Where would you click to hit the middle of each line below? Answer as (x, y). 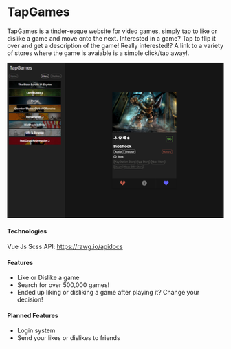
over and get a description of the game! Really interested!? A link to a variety (115, 45)
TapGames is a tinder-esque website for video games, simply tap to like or (112, 31)
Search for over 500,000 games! (63, 285)
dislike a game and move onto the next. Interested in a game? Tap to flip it (112, 38)
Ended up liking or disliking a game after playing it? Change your (108, 293)
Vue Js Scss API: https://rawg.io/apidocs (65, 246)
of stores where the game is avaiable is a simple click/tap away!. (98, 53)
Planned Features (33, 315)
